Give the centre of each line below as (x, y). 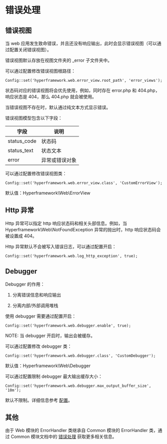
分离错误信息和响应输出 (37, 294)
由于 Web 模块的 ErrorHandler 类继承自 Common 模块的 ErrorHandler (76, 430)
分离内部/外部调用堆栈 (35, 305)
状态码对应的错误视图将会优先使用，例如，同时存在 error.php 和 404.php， (82, 90)
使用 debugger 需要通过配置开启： (41, 316)
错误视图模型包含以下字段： (34, 118)
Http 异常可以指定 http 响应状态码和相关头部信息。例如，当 (66, 223)
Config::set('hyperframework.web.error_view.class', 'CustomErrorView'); (84, 183)
